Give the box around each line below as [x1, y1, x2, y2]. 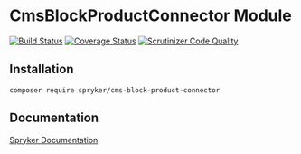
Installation [9, 62, 74, 77]
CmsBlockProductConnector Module [9, 5, 292, 26]
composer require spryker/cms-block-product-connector [9, 85, 221, 95]
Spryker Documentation [9, 134, 99, 145]
